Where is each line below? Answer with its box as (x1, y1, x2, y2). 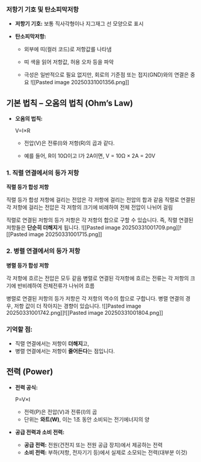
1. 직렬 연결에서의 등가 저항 (6, 169, 79, 177)
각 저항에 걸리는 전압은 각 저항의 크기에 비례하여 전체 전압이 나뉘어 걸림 (6, 204, 173, 211)
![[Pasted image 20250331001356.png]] (30, 79, 129, 86)
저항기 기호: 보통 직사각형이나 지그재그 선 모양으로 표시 (14, 20, 144, 28)
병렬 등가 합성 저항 (6, 261, 49, 269)
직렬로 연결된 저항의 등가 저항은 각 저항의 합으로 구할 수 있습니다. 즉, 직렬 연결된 (6, 216, 194, 223)
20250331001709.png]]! (122, 224, 182, 231)
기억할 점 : (6, 325, 33, 333)
